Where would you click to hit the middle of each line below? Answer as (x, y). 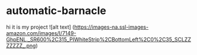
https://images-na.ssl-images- (112, 27)
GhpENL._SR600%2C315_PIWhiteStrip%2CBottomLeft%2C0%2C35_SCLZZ (98, 39)
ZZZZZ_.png (21, 46)
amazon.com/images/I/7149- (41, 33)
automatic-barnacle (56, 11)
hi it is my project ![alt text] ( (41, 27)
